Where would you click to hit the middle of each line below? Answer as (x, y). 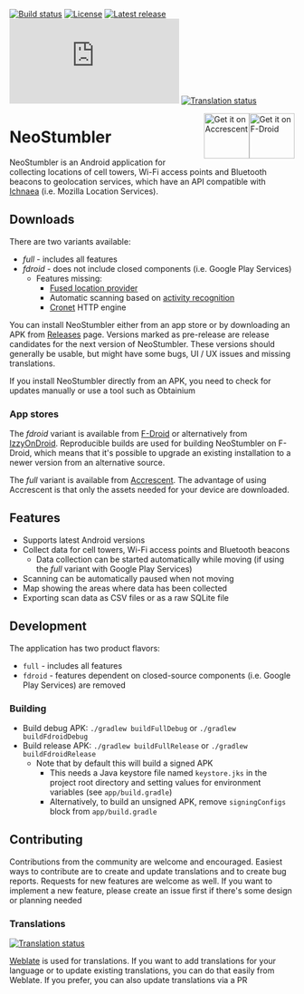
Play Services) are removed (74, 685)
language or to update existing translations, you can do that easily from (142, 970)
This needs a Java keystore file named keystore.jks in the (158, 772)
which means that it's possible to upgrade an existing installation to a (162, 453)
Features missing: (69, 278)
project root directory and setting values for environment (155, 782)
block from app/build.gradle (103, 811)
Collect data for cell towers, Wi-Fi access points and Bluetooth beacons (156, 549)
